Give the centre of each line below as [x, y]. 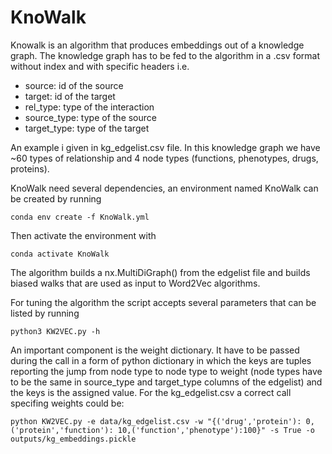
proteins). [30, 168]
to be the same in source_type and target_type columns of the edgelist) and [166, 382]
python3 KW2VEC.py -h [55, 331]
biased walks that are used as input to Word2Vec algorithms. [135, 283]
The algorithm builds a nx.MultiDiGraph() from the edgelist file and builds [160, 272]
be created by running [56, 198]
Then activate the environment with [83, 235]
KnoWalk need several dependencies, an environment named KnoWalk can [164, 188]
